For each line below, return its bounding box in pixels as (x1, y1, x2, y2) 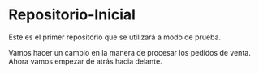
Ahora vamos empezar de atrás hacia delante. (8, 56, 162, 66)
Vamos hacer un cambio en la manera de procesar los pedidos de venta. (8, 47, 252, 57)
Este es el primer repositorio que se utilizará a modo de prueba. (8, 32, 222, 42)
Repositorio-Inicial (8, 6, 136, 24)
